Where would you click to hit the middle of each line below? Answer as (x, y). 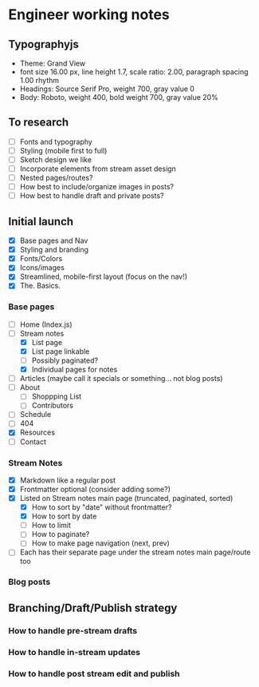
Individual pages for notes (75, 370)
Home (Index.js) (46, 324)
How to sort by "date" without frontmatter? (102, 507)
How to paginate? (61, 534)
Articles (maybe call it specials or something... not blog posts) (121, 379)
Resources (37, 432)
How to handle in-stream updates (75, 652)
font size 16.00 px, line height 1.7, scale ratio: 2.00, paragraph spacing (134, 72)
